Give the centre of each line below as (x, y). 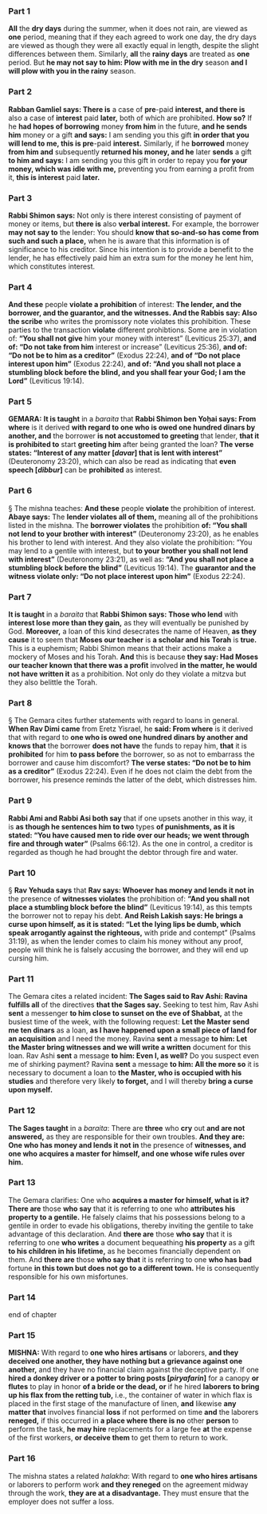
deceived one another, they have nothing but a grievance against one (126, 1361)
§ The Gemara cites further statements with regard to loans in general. (124, 721)
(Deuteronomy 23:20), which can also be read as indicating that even (122, 461)
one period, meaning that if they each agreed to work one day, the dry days (132, 37)
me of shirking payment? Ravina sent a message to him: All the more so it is (133, 1065)
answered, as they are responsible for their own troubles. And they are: (127, 1136)
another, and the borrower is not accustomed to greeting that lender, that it (134, 436)
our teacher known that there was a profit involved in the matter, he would (133, 665)
